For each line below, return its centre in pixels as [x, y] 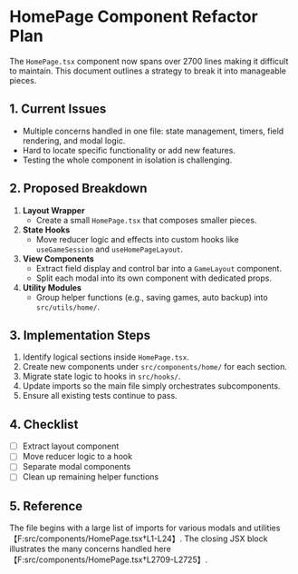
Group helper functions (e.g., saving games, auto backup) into [152, 297]
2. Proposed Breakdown [78, 188]
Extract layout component [71, 446]
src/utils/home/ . [68, 307]
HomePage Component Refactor [134, 17]
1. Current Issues [58, 109]
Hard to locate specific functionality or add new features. [129, 150]
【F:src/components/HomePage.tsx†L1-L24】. [96, 539]
